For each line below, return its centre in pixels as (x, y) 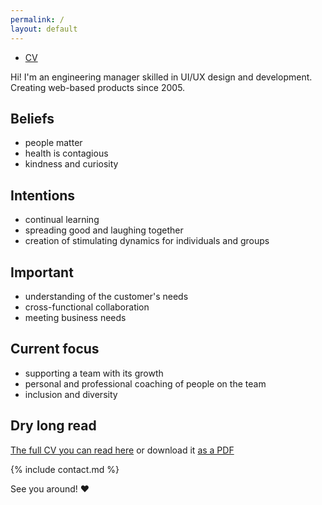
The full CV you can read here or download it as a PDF (122, 450)
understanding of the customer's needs (106, 296)
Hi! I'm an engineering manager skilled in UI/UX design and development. (161, 77)
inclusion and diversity (71, 394)
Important (42, 272)
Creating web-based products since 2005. (98, 87)
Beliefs (32, 118)
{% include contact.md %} (65, 469)
